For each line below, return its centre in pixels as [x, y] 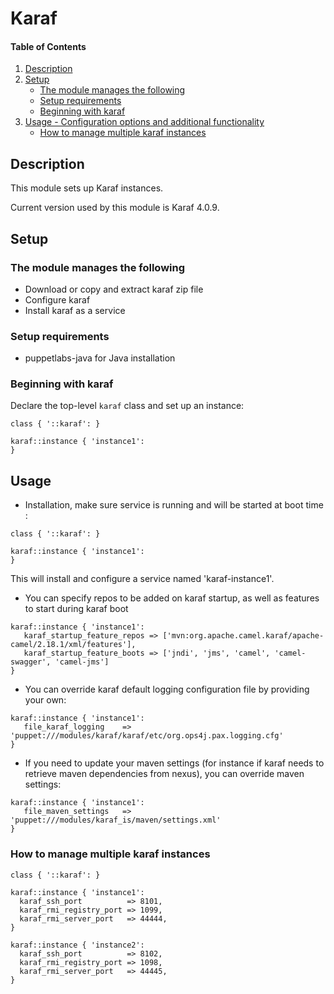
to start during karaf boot [76, 609]
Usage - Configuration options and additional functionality [144, 122]
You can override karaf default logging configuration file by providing [167, 689]
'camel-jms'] [82, 662]
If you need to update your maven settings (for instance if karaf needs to [174, 763]
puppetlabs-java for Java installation [100, 358]
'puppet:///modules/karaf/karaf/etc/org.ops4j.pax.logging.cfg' [147, 736]
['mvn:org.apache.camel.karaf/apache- [243, 636]
